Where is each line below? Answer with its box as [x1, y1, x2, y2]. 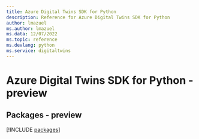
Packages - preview [6, 110, 82, 120]
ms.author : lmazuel [6, 25, 55, 32]
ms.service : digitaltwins [6, 48, 71, 54]
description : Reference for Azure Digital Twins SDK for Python [6, 14, 170, 20]
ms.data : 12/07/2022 [6, 31, 58, 37]
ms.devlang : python [6, 43, 55, 49]
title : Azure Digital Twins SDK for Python [6, 8, 117, 15]
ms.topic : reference [6, 37, 58, 43]
